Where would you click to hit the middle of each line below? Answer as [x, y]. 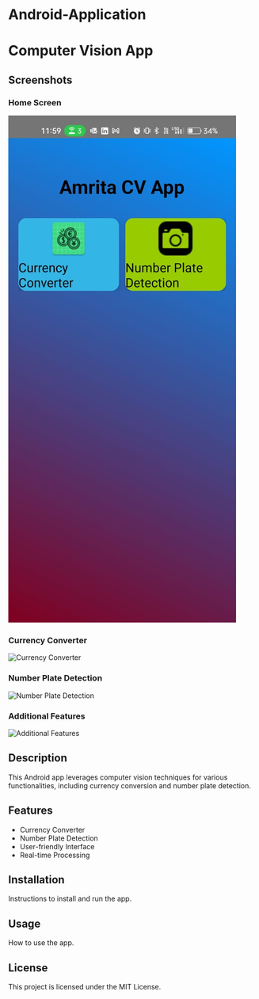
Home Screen [35, 102]
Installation [36, 880]
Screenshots [40, 80]
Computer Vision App [81, 51]
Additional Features [47, 716]
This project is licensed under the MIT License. [85, 987]
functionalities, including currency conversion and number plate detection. [129, 785]
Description [38, 758]
